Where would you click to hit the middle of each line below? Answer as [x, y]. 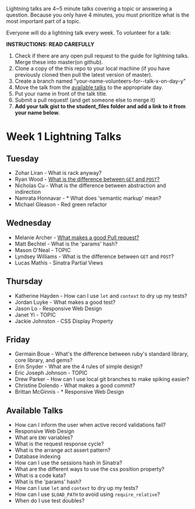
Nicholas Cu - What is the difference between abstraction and [90, 186]
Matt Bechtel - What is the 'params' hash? [66, 244]
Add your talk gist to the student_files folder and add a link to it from [100, 106]
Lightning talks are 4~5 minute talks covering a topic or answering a [89, 9]
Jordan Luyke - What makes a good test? [65, 302]
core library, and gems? [44, 360]
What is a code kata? [40, 476]
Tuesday [23, 158]
